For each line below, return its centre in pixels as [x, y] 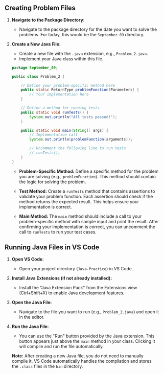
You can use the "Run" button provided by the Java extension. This [87, 336]
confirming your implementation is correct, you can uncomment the [87, 227]
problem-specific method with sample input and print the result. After [89, 221]
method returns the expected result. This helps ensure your [79, 201]
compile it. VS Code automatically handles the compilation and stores [82, 361]
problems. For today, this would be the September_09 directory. [82, 34]
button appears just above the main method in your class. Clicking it [87, 341]
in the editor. [32, 317]
